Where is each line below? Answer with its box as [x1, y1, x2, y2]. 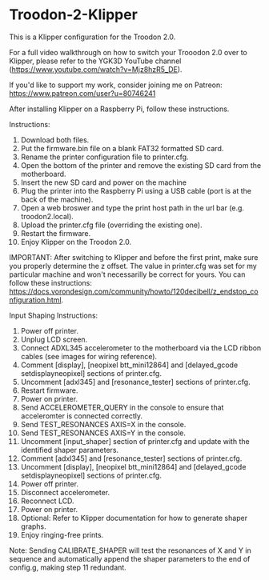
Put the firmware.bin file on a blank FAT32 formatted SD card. [20, 143, 224, 153]
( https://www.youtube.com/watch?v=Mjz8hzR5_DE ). [9, 64, 183, 74]
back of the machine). [20, 194, 94, 204]
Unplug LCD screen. [20, 334, 88, 344]
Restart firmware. [20, 386, 78, 395]
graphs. [20, 522, 46, 531]
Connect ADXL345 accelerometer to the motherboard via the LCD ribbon [20, 342, 262, 353]
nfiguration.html [9, 294, 62, 305]
